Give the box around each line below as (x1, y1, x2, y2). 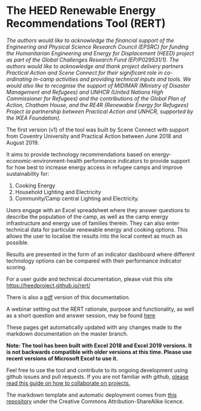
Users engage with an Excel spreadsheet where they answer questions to (6, 206, 190, 213)
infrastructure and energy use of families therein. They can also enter (6, 219, 180, 227)
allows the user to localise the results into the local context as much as (6, 232, 183, 240)
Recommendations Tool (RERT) (6, 16, 166, 30)
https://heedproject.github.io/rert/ (6, 281, 91, 289)
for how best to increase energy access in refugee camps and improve (6, 164, 183, 171)
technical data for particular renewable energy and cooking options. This (6, 226, 188, 233)
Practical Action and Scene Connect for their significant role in (6, 69, 163, 76)
